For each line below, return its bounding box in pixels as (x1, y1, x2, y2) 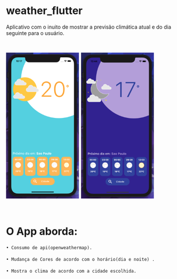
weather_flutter (6, 4, 83, 18)
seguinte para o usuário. (6, 29, 65, 36)
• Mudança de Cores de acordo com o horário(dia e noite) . (6, 256, 155, 262)
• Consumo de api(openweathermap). (6, 245, 93, 250)
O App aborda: (6, 225, 78, 238)
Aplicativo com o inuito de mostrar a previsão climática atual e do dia (6, 23, 172, 30)
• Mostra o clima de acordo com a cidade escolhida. (6, 268, 137, 274)
